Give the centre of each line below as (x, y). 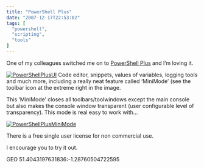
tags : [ (16, 23)
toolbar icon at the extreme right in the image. (64, 87)
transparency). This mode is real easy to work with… (72, 112)
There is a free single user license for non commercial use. (80, 136)
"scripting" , (28, 35)
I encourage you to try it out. (42, 147)
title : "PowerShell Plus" (39, 12)
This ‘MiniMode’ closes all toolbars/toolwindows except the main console (98, 99)
